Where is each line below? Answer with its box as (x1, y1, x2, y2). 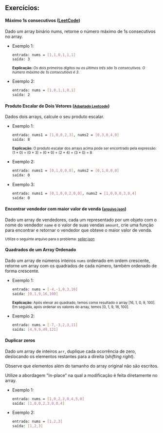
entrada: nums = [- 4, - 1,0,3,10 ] (12, 287, 78, 292)
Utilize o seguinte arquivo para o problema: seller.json (5, 236, 95, 242)
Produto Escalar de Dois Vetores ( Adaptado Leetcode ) (5, 103, 110, 109)
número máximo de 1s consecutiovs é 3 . (12, 70, 80, 75)
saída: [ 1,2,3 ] (12, 424, 43, 429)
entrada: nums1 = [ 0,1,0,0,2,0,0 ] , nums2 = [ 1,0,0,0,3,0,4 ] (12, 191, 137, 196)
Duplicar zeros (5, 338, 36, 343)
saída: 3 (12, 57, 30, 62)
